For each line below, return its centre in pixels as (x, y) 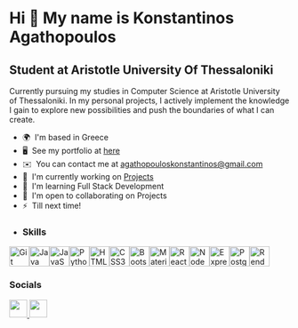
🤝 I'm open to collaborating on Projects (94, 196)
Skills (34, 232)
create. (22, 120)
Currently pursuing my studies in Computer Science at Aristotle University (145, 91)
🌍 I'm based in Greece (65, 137)
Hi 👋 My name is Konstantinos (121, 18)
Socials (25, 285)
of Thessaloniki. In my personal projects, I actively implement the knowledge (149, 100)
